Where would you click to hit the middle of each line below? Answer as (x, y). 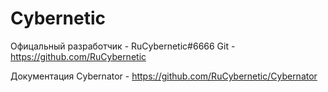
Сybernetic (58, 18)
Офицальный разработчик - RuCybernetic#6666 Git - (123, 46)
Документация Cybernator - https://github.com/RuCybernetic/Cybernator (164, 76)
